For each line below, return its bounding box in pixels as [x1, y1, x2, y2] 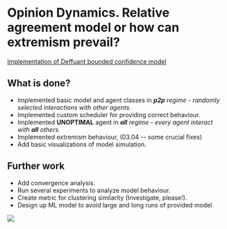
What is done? [7, 78, 71, 90]
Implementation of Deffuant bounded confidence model [7, 57, 167, 65]
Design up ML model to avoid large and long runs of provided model [17, 201, 212, 209]
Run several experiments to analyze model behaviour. [17, 186, 171, 194]
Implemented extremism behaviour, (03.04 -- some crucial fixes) [17, 133, 203, 141]
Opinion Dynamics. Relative [7, 5, 170, 21]
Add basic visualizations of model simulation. [17, 140, 147, 149]
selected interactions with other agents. [17, 103, 132, 112]
